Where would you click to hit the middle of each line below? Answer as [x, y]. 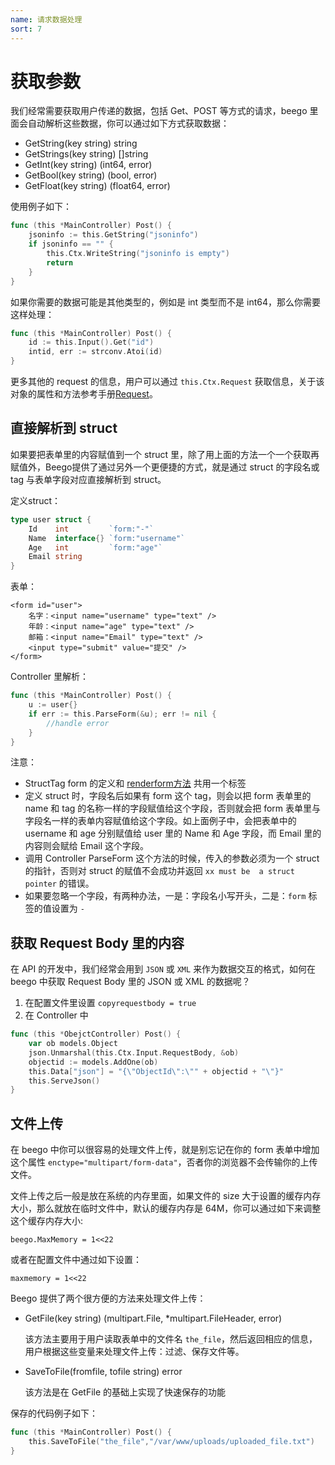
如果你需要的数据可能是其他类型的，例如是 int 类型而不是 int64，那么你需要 [166, 302]
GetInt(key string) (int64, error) [88, 165]
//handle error [78, 723]
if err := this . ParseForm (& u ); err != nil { [122, 714]
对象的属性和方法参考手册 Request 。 [84, 394]
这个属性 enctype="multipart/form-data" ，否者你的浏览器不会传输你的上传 [164, 1162]
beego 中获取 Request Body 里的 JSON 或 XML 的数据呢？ [130, 982]
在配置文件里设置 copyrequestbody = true [110, 1003]
